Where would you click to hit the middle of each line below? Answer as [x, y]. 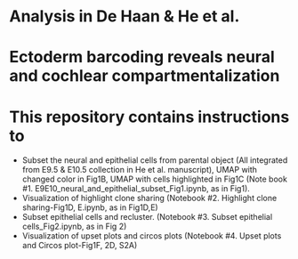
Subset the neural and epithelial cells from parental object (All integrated [155, 160]
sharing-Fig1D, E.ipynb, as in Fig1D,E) [90, 207]
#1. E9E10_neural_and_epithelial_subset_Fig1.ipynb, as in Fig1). [136, 189]
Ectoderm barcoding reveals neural [142, 57]
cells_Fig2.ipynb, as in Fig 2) [74, 227]
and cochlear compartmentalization [145, 76]
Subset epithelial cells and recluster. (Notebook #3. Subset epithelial [147, 217]
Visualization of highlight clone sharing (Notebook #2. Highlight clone [149, 198]
